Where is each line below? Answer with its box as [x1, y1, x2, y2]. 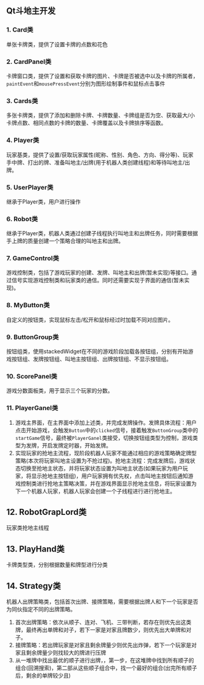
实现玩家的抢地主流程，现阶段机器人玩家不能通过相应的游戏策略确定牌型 [15, 449, 197, 456]
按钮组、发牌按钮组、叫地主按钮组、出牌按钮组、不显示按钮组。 [11, 355, 172, 363]
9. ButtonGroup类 [6, 333, 59, 341]
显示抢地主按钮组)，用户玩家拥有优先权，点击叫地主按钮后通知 [31, 472, 188, 480]
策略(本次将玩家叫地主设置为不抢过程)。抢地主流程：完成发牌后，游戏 [15, 456, 191, 464]
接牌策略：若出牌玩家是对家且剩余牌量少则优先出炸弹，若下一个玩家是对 [15, 642, 197, 649]
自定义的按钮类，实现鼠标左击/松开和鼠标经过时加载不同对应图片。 [6, 316, 174, 323]
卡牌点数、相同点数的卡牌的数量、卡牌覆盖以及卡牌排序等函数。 [6, 119, 166, 127]
